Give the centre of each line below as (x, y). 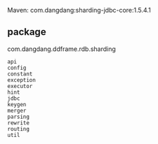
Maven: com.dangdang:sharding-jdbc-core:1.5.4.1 (79, 10)
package (27, 32)
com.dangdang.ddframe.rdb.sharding (61, 49)
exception (22, 80)
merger (17, 110)
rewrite (19, 123)
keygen (17, 104)
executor (20, 86)
